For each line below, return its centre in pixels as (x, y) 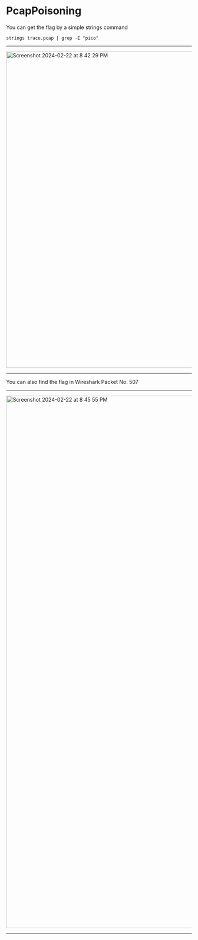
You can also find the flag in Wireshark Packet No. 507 (72, 382)
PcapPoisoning (44, 11)
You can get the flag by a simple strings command (67, 27)
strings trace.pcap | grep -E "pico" (52, 38)
